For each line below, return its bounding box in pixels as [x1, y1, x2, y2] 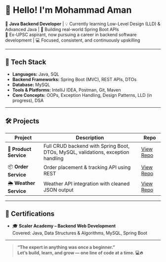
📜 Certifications [5, 210, 55, 218]
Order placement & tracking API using [43, 164, 131, 171]
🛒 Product [7, 145, 32, 152]
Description [76, 134, 104, 141]
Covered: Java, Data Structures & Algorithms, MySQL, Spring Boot [12, 230, 147, 236]
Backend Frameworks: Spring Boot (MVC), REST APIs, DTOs [12, 76, 137, 82]
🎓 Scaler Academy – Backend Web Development [12, 223, 116, 229]
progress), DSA [12, 97, 44, 103]
